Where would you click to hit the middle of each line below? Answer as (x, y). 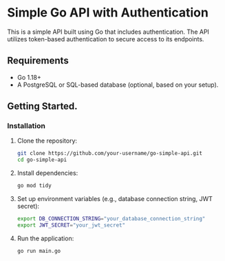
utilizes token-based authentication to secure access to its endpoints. (106, 39)
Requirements (38, 61)
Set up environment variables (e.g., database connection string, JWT (115, 199)
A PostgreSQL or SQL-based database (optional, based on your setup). (118, 85)
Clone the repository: (47, 141)
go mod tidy (34, 186)
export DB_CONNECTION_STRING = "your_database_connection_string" (111, 219)
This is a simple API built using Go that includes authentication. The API (108, 32)
